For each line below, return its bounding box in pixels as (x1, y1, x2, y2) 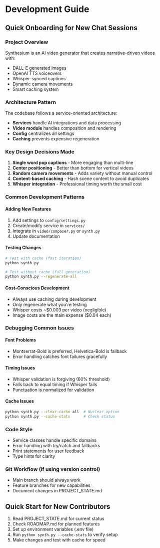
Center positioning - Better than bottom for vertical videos (12, 165, 134, 171)
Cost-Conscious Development (5, 285, 70, 291)
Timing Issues (5, 365, 35, 371)
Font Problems (5, 337, 36, 343)
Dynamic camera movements (12, 81, 73, 87)
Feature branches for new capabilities (12, 482, 91, 488)
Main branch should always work (12, 477, 81, 483)
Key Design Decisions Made (5, 148, 75, 155)
